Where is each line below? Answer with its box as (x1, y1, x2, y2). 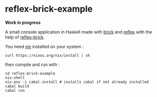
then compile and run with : (5, 61, 60, 67)
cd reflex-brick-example (5, 71, 55, 76)
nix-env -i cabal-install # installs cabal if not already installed (5, 79, 149, 84)
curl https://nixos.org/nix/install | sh (5, 53, 90, 58)
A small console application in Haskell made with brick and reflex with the (5, 29, 152, 35)
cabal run (5, 88, 25, 93)
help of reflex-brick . (5, 34, 45, 40)
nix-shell (5, 75, 25, 80)
